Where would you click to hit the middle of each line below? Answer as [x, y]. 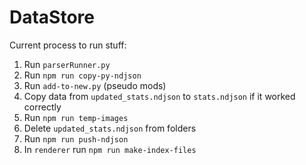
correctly [42, 107]
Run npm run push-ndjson [76, 138]
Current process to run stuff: [68, 45]
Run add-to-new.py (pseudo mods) [95, 85]
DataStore [52, 17]
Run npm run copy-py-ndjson [82, 75]
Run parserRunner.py [67, 64]
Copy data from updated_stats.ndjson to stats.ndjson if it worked [159, 96]
